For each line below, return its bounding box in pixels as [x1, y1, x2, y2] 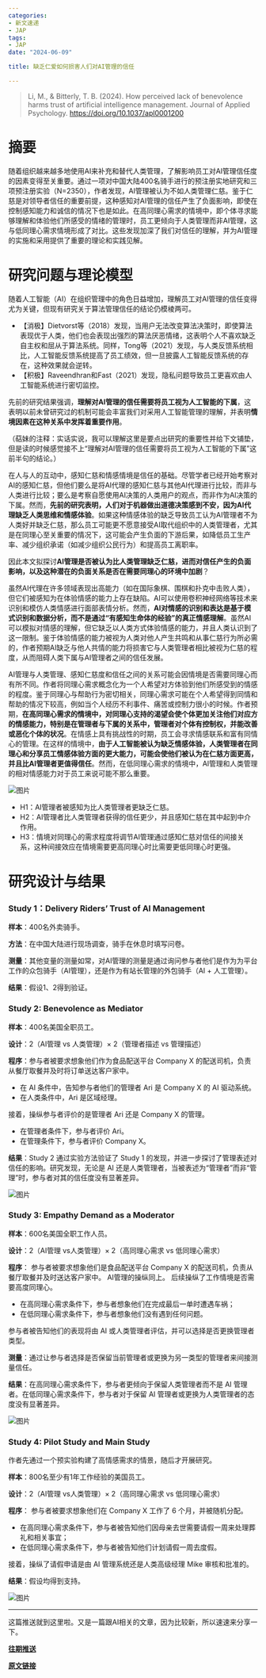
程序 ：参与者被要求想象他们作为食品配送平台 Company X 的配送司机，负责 [8, 1056, 252, 1065]
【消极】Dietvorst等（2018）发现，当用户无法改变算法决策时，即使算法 [19, 320, 253, 330]
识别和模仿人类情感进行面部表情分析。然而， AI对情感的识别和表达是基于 [8, 603, 245, 613]
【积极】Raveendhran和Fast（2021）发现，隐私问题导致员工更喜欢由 [19, 370, 245, 380]
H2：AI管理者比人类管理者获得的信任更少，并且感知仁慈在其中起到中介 [19, 812, 252, 821]
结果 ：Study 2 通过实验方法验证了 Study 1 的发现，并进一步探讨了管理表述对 [8, 1152, 257, 1162]
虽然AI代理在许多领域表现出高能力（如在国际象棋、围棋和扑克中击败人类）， [8, 583, 255, 593]
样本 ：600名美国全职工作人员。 [8, 1229, 112, 1238]
